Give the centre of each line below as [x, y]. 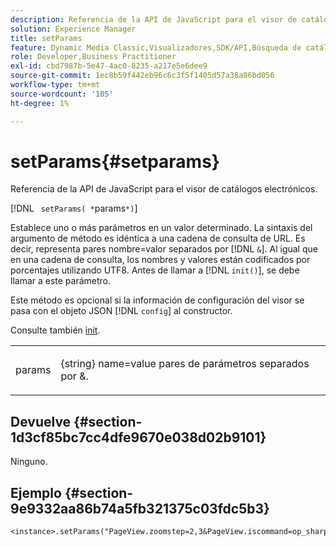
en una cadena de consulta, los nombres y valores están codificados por [160, 260]
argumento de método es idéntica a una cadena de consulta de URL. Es [158, 238]
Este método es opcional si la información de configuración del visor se [157, 300]
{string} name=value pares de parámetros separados [185, 364]
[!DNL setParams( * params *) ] [74, 208]
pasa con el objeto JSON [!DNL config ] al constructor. [121, 311]
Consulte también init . [55, 330]
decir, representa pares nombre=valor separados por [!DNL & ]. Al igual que [164, 249]
